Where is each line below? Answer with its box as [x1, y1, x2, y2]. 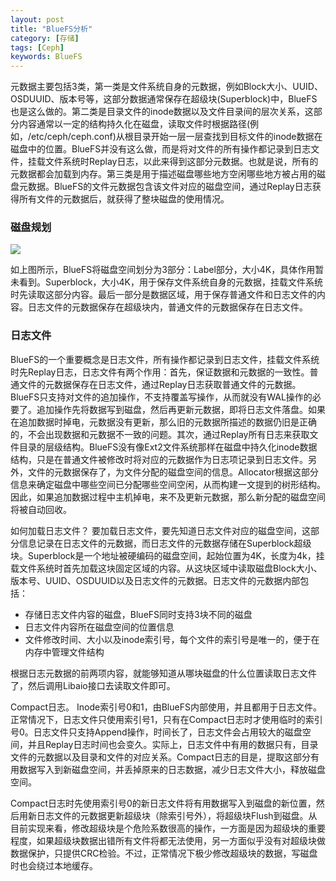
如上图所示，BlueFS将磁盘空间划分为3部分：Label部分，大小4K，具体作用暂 [10, 264, 325, 276]
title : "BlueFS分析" [10, 24, 93, 34]
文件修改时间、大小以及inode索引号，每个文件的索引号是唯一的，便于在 [24, 633, 320, 645]
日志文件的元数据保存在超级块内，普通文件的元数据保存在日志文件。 [27, 301, 308, 313]
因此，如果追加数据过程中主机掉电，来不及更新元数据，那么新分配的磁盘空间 [10, 491, 326, 503]
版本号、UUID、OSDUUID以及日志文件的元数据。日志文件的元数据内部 [10, 574, 301, 586]
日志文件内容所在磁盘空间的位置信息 [24, 621, 175, 633]
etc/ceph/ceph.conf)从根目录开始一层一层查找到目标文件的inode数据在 [31, 131, 323, 143]
